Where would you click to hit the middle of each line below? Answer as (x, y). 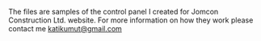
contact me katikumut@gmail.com (65, 29)
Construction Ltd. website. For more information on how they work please (131, 20)
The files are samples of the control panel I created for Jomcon (114, 12)
